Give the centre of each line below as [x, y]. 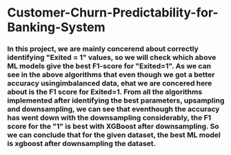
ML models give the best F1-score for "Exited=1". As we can [109, 66]
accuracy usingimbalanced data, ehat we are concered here [110, 83]
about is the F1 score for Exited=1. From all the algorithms [105, 92]
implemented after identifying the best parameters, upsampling [116, 101]
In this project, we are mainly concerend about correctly [103, 49]
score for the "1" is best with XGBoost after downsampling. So [113, 127]
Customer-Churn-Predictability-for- [113, 13]
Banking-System [56, 27]
